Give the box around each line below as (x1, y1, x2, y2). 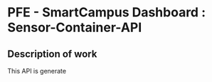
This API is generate (7, 67, 66, 75)
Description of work (7, 48, 97, 60)
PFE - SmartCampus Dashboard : (7, 4, 206, 21)
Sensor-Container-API (7, 19, 142, 36)
